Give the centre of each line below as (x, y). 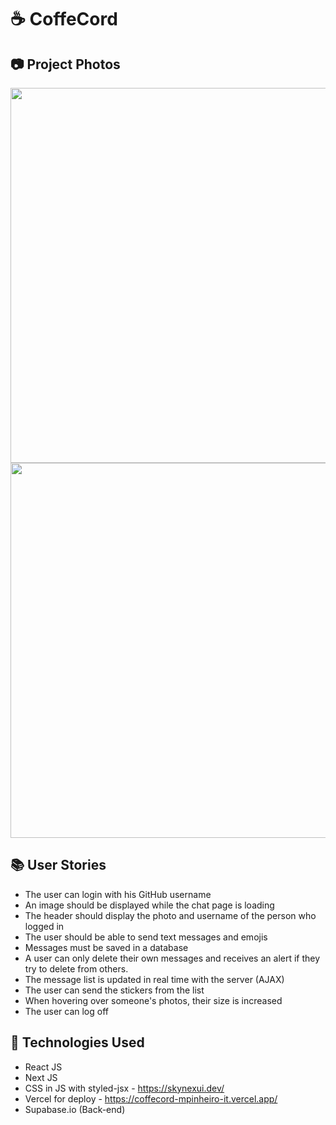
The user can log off (66, 1011)
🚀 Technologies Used (77, 1042)
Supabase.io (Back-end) (75, 1109)
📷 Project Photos (65, 64)
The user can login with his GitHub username (118, 894)
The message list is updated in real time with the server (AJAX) (154, 979)
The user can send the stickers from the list (114, 990)
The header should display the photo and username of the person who (170, 915)
